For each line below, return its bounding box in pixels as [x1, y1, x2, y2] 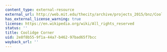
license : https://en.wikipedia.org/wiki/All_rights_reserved [5, 21, 135, 26]
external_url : [5, 12, 35, 17]
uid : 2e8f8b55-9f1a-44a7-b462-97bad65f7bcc [5, 35, 97, 40]
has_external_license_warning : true [5, 16, 81, 21]
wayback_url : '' [5, 40, 39, 45]
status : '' [5, 26, 28, 31]
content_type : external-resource [5, 7, 75, 12]
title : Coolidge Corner [5, 30, 55, 35]
